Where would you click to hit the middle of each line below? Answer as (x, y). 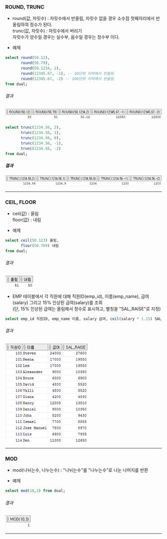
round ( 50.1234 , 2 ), (41, 68)
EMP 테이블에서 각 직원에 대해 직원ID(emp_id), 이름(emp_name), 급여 (81, 296)
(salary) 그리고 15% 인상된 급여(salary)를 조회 (57, 302)
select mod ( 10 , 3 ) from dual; (35, 491)
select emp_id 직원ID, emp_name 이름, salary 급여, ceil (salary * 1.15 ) (79, 319)
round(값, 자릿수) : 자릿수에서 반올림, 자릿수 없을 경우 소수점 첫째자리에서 (83, 18)
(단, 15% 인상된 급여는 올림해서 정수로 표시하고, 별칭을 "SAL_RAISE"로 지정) (86, 309)
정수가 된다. (41, 25)
